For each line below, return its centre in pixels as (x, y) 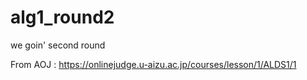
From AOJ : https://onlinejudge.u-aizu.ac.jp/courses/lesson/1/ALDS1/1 (153, 64)
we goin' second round (58, 45)
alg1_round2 (62, 17)
